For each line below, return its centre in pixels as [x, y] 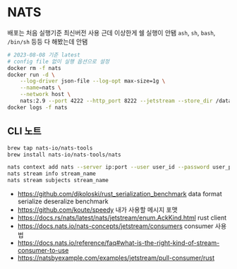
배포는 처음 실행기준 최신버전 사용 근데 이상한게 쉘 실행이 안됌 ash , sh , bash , [111, 32]
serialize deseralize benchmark [63, 201]
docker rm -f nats [34, 68]
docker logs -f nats [38, 107]
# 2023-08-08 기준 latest [44, 55]
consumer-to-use [43, 250]
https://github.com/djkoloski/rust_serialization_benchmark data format [120, 194]
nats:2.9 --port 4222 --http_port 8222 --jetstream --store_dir [116, 101]
